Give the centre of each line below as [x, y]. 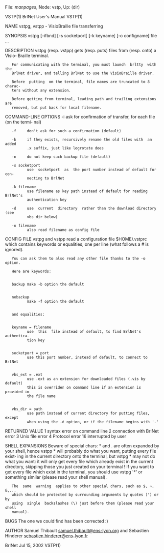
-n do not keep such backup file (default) [61, 157]
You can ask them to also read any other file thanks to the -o [79, 259]
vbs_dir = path [27, 409]
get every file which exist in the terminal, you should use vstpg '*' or [74, 472]
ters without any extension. [41, 90]
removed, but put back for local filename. [57, 108]
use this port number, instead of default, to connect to [87, 357]
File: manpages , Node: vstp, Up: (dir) [42, 7]
